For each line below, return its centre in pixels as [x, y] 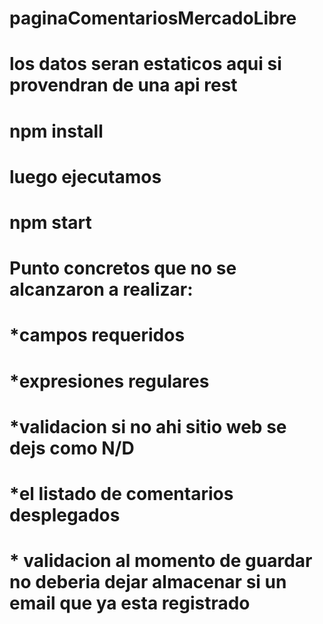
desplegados [65, 514]
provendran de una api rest [123, 85]
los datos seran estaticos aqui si [145, 64]
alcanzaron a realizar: [101, 289]
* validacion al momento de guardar [161, 561]
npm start [50, 222]
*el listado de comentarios [121, 493]
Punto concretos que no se [123, 268]
